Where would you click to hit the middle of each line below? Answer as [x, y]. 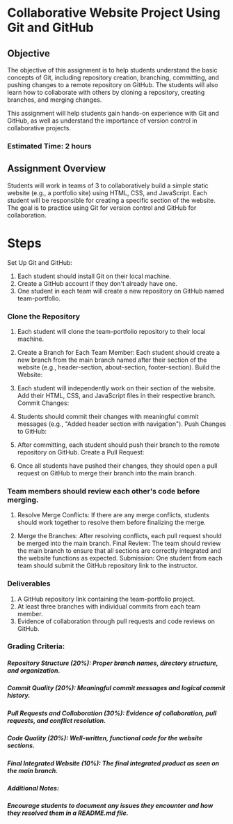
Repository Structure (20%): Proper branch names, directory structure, [113, 663]
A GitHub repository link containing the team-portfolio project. [106, 599]
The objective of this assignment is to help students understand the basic [112, 70]
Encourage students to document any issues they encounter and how [110, 806]
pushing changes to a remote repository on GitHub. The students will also [113, 85]
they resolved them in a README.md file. [68, 813]
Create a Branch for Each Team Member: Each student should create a [119, 352]
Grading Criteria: [36, 646]
